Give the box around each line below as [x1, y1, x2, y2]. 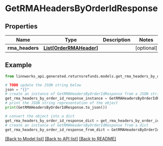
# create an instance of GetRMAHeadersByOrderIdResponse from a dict [5, 123, 149, 128]
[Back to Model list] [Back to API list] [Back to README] [5, 136, 116, 142]
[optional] [135, 44, 158, 51]
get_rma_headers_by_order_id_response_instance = [5, 96, 108, 101]
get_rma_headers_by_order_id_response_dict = [5, 118, 98, 123]
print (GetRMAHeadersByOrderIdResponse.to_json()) [5, 105, 108, 110]
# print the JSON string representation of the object [5, 101, 118, 105]
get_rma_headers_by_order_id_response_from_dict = [5, 127, 110, 132]
